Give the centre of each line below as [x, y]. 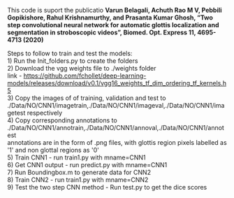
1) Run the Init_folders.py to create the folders [73, 61]
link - [15, 76]
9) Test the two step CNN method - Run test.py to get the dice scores [107, 187]
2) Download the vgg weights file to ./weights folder [82, 68]
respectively [45, 113]
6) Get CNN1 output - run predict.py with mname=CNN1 [87, 165]
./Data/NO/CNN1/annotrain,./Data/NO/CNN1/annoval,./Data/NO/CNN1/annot [116, 128]
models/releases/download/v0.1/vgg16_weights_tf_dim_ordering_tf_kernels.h [117, 83]
